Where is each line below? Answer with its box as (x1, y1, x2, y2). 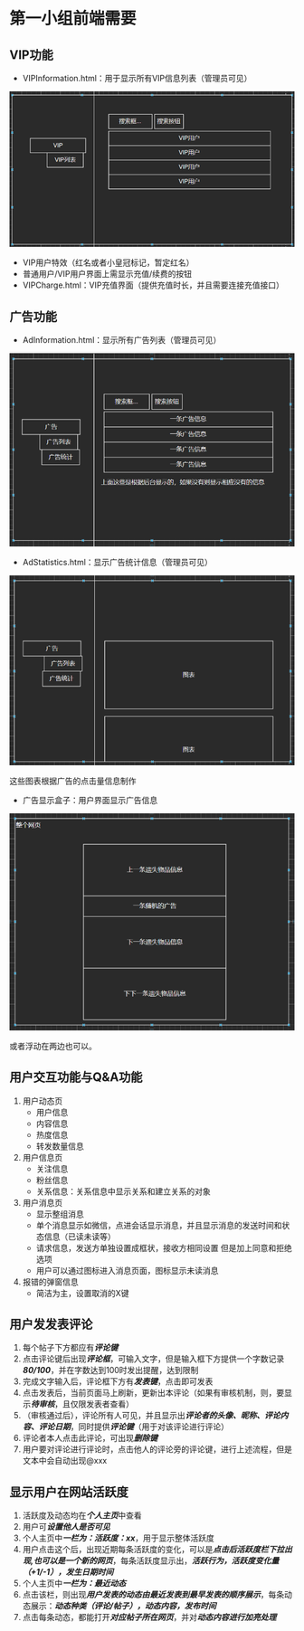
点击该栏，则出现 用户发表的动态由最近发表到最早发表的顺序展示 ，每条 (22, 1589, 285, 1600)
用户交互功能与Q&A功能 (9, 1069, 143, 1086)
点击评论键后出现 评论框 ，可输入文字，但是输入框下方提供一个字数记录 (22, 1353, 285, 1364)
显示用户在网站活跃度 (9, 1484, 128, 1500)
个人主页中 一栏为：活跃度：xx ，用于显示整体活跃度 (22, 1532, 215, 1543)
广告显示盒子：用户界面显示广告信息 (22, 794, 158, 805)
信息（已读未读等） (43, 1231, 116, 1242)
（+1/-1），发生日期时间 (22, 1567, 114, 1578)
